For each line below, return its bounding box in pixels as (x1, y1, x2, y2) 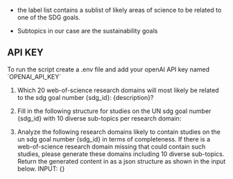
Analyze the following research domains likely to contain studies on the (17, 128, 221, 136)
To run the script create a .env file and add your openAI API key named (7, 65, 210, 74)
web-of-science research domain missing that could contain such (17, 142, 206, 151)
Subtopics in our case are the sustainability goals (17, 27, 158, 35)
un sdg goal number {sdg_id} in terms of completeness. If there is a (17, 135, 211, 143)
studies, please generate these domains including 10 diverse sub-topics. (17, 149, 225, 158)
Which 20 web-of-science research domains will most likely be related (17, 86, 220, 94)
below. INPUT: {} (17, 164, 65, 173)
